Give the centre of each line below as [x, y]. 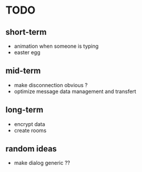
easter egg [27, 52]
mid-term [23, 71]
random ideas [31, 149]
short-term [26, 32]
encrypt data [29, 124]
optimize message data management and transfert [75, 91]
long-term [24, 110]
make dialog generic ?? [42, 163]
